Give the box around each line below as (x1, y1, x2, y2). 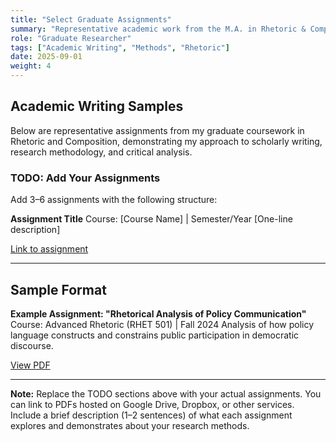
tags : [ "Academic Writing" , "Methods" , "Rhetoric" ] (10, 42, 230, 53)
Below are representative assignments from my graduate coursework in (10, 124, 305, 136)
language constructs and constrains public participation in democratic (10, 329, 300, 341)
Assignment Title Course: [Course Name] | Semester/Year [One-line (10, 213, 293, 225)
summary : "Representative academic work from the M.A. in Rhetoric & (10, 24, 307, 34)
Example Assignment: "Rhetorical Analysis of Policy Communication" (10, 307, 307, 320)
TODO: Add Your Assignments (10, 171, 161, 185)
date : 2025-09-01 (10, 52, 83, 62)
